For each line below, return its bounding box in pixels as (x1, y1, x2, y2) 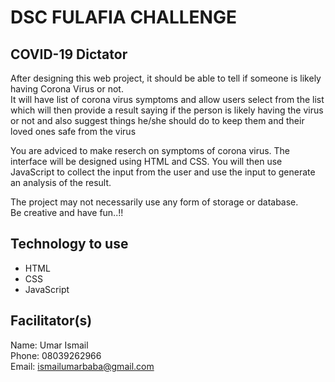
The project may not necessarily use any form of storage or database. (10, 196, 299, 208)
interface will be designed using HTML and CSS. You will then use (10, 156, 283, 167)
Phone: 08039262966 (10, 349, 102, 361)
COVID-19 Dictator (10, 46, 128, 63)
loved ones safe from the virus (10, 126, 137, 137)
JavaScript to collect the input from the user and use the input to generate (10, 166, 316, 178)
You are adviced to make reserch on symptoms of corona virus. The (10, 145, 291, 156)
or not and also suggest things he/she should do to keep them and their (10, 115, 305, 126)
